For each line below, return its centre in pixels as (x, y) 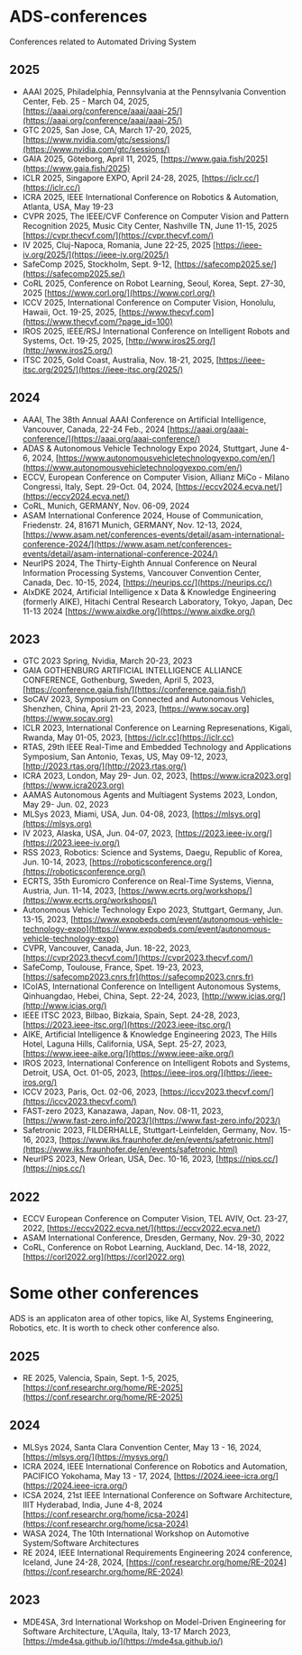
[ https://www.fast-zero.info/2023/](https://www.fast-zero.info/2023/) (151, 1120)
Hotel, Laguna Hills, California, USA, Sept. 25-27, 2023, (124, 1044)
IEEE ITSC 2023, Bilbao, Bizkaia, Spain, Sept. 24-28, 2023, (131, 1015)
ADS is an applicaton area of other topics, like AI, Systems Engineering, (142, 1319)
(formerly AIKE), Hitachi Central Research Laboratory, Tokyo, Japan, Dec (157, 601)
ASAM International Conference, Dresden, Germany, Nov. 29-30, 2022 (154, 1238)
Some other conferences (104, 1293)
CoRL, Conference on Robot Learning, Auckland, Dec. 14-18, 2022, (146, 1248)
